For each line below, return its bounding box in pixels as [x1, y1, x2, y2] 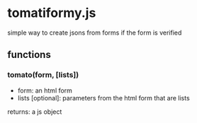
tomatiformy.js [7, 5, 96, 21]
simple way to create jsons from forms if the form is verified [7, 28, 182, 37]
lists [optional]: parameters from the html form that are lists [17, 93, 190, 102]
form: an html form [17, 86, 73, 95]
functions [7, 49, 51, 61]
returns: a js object [7, 107, 62, 116]
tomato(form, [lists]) [7, 70, 79, 80]
